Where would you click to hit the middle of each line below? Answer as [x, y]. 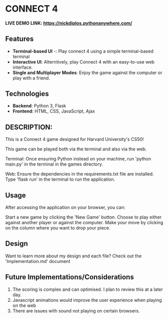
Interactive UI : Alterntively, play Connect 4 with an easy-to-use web [83, 62]
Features [19, 39]
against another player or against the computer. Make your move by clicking [84, 223]
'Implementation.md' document [38, 261]
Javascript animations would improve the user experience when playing [87, 300]
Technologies [27, 94]
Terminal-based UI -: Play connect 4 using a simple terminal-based [83, 51]
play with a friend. [31, 78]
